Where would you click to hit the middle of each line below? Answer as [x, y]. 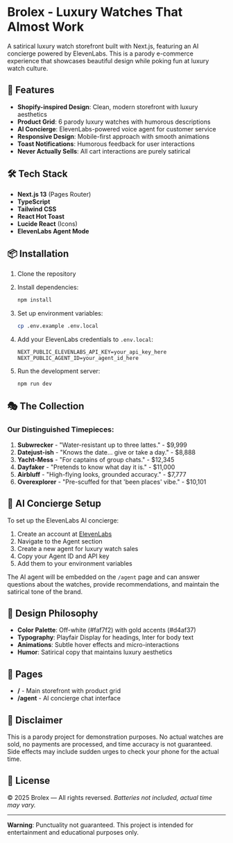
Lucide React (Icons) [47, 224]
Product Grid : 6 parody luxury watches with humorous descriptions [114, 122]
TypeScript [34, 202]
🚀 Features [31, 90]
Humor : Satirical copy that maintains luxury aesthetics [95, 652]
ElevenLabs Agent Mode [53, 231]
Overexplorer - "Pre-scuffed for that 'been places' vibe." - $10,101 [112, 482]
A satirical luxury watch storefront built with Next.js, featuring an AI [103, 46]
